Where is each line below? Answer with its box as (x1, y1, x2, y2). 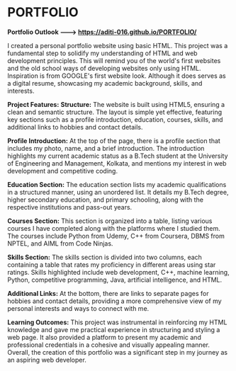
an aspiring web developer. (7, 355, 86, 364)
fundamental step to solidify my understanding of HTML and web (7, 49, 198, 57)
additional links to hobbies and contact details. (7, 122, 143, 131)
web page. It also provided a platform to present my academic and (7, 333, 202, 341)
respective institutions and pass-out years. (7, 202, 133, 211)
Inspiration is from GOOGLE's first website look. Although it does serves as (7, 72, 226, 80)
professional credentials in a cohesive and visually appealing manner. (7, 341, 210, 349)
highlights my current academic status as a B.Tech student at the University (7, 152, 228, 160)
